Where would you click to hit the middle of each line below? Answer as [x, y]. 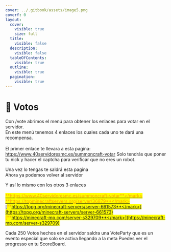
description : [24, 48]
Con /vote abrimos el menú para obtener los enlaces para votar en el [78, 121]
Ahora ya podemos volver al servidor [44, 175]
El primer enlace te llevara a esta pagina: [48, 148]
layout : [14, 20]
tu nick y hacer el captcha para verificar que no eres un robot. [70, 159]
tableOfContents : [28, 58]
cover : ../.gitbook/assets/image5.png [46, 10]
